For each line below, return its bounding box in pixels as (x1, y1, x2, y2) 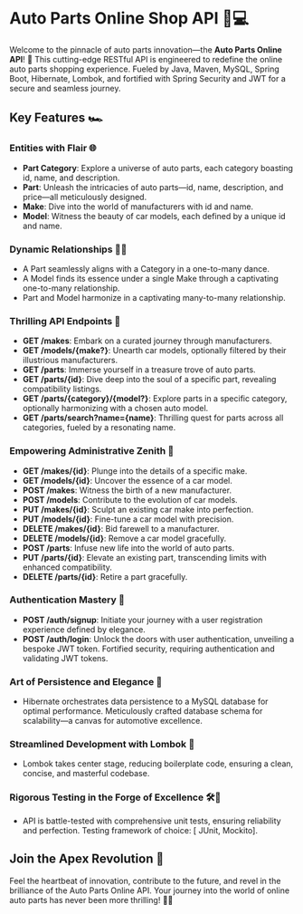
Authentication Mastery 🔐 (9, 593, 125, 606)
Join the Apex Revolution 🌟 (9, 851, 165, 867)
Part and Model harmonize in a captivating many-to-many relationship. (22, 292, 287, 303)
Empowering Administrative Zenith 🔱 (9, 445, 175, 457)
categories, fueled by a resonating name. (22, 422, 176, 433)
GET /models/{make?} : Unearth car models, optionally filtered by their (22, 345, 287, 356)
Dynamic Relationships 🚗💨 (9, 243, 128, 255)
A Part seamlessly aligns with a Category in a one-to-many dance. (22, 263, 270, 274)
